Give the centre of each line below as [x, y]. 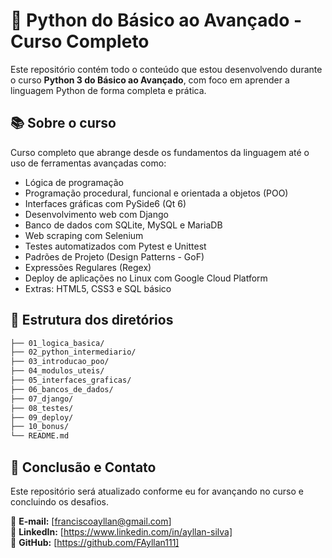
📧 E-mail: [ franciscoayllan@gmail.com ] [91, 521]
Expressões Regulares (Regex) [88, 267]
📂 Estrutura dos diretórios [92, 320]
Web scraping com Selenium [84, 235]
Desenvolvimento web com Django [96, 214]
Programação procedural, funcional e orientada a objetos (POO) [156, 193]
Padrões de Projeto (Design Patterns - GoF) [114, 256]
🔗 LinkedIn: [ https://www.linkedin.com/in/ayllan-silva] [121, 532]
